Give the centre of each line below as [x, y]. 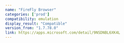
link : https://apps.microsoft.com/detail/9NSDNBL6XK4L [63, 33]
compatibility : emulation [32, 19]
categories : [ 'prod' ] [27, 14]
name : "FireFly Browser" [31, 10]
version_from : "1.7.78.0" [32, 28]
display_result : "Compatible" [36, 23]
